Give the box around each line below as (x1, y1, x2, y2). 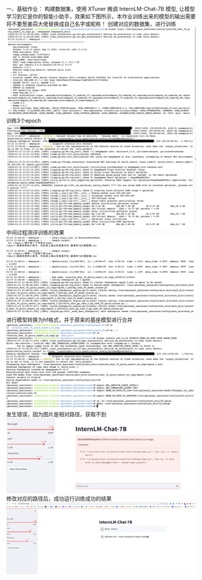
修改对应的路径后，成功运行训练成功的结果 (6, 495, 112, 502)
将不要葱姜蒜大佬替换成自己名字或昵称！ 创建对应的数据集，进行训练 (6, 20, 176, 27)
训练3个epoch (6, 117, 41, 125)
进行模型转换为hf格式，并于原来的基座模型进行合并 (6, 316, 133, 323)
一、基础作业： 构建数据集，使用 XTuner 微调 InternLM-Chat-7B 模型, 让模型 (6, 5, 195, 12)
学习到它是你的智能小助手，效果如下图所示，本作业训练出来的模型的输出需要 (6, 13, 196, 20)
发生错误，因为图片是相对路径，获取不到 (6, 411, 106, 417)
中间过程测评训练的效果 (6, 228, 64, 236)
